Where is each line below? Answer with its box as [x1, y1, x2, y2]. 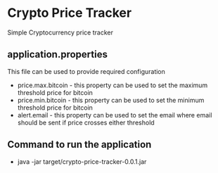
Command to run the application [7, 139, 152, 150]
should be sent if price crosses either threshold [17, 118, 155, 127]
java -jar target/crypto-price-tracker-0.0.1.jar [17, 157, 147, 166]
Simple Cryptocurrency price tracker [7, 28, 114, 37]
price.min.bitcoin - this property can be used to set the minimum [17, 96, 205, 104]
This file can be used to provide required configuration [7, 67, 165, 75]
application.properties [7, 49, 108, 60]
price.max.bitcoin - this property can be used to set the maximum [17, 81, 208, 89]
